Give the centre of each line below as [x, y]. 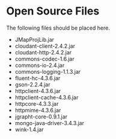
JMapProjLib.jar [35, 39]
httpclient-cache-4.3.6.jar [47, 97]
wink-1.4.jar [29, 129]
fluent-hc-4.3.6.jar [38, 78]
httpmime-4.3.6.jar [38, 110]
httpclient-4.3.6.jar [38, 91]
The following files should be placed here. [58, 28]
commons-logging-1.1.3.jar [48, 71]
